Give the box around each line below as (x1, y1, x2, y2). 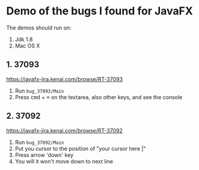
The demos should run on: (6, 24, 72, 31)
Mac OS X (14, 42, 40, 49)
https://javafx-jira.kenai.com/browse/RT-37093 (6, 75, 123, 82)
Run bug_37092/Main (14, 138, 64, 145)
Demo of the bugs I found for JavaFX (6, 4, 194, 18)
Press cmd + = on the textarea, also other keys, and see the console (14, 93, 183, 100)
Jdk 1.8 (14, 35, 33, 43)
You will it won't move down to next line (14, 157, 113, 165)
